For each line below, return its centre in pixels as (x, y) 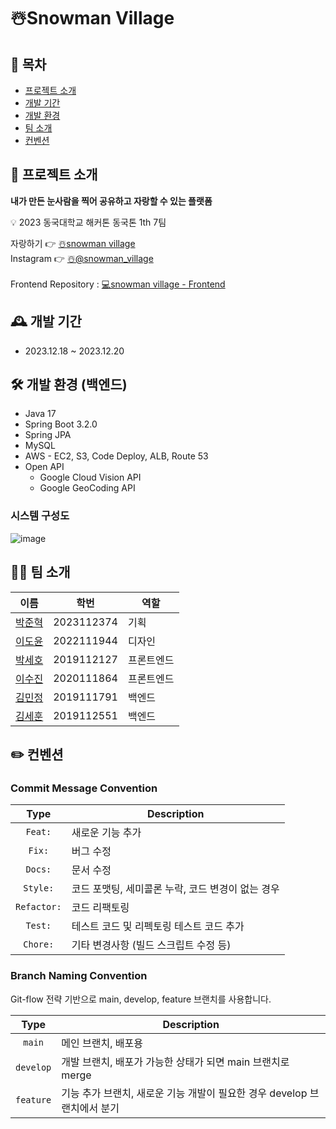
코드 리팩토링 (100, 908)
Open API (44, 467)
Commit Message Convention (84, 788)
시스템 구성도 (40, 516)
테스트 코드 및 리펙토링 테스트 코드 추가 (158, 927)
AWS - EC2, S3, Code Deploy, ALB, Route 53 (116, 456)
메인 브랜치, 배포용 (102, 1043)
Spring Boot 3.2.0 (61, 424)
